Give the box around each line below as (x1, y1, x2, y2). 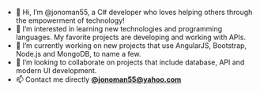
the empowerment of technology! (15, 16, 125, 25)
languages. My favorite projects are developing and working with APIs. (15, 32, 247, 42)
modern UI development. (15, 66, 97, 75)
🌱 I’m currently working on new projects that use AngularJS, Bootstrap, (15, 41, 247, 50)
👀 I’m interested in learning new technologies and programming (15, 24, 223, 33)
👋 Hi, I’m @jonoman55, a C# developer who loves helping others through (15, 8, 253, 17)
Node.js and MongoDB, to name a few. (15, 50, 141, 58)
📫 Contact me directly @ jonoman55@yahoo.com (15, 75, 182, 84)
